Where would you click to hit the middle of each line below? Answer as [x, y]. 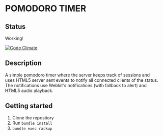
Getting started [29, 106]
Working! [14, 38]
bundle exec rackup [32, 128]
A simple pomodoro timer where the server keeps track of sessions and [78, 75]
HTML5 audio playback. [29, 91]
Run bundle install [32, 123]
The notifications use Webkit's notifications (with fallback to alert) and [76, 85]
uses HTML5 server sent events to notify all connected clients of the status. [82, 80]
